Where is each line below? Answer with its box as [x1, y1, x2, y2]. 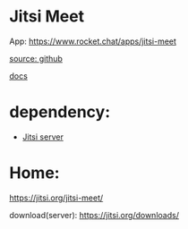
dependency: [9, 102, 111, 123]
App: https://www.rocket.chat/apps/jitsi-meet [9, 36, 177, 47]
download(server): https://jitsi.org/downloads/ [9, 209, 179, 220]
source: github [9, 53, 63, 64]
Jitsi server [21, 131, 64, 142]
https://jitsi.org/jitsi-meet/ [9, 192, 104, 203]
